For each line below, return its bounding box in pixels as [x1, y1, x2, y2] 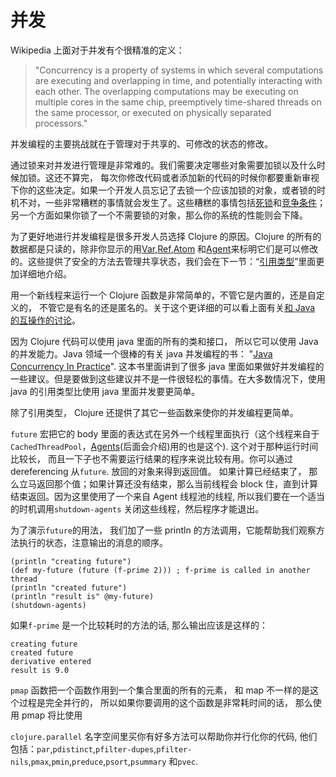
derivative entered [10, 656, 92, 666]
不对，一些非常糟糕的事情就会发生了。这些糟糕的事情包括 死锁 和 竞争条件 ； [18, 196, 326, 208]
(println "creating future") [10, 556, 132, 566]
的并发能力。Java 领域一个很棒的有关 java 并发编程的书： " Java [10, 347, 273, 360]
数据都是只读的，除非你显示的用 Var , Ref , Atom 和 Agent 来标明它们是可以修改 [10, 242, 319, 255]
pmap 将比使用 [21, 709, 83, 721]
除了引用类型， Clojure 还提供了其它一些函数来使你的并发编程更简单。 [10, 406, 299, 418]
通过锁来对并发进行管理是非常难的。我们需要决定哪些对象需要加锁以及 [10, 159, 300, 171]
